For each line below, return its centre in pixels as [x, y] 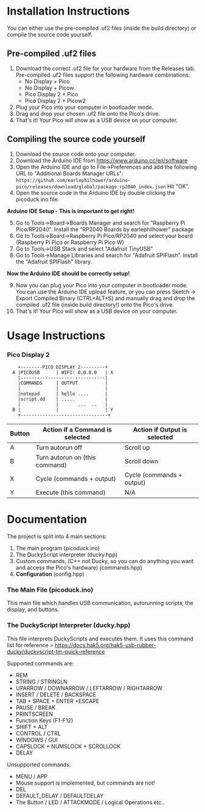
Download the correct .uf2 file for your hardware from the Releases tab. [105, 68]
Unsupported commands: [39, 765]
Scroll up [137, 447]
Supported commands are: [40, 663]
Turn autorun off [59, 447]
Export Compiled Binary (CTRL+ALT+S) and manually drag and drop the [105, 298]
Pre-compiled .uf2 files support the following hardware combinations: [103, 75]
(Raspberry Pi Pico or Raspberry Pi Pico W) [70, 242]
